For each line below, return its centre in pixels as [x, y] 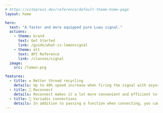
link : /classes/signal [41, 58]
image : [16, 63]
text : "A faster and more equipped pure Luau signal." [66, 27]
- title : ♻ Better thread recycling [46, 81]
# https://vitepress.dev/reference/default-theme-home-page [67, 9]
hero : [10, 23]
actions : [18, 32]
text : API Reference [39, 54]
